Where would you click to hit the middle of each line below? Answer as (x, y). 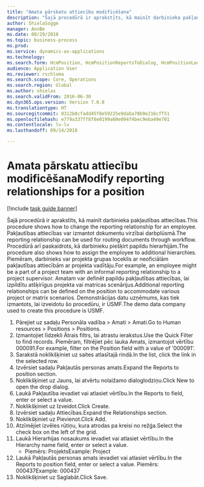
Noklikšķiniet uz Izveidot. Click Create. (63, 406)
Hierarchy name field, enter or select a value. (72, 444)
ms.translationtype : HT (37, 108)
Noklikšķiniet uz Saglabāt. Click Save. (61, 477)
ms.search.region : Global (39, 86)
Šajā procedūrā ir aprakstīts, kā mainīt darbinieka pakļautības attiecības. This (102, 220)
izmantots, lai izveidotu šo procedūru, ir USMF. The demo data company (96, 304)
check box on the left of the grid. (56, 432)
